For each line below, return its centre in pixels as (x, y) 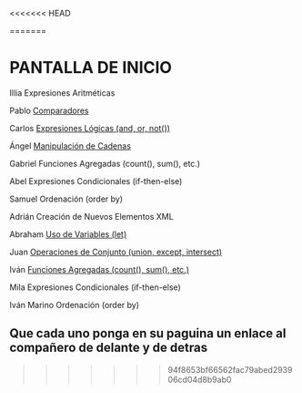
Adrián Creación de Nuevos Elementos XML (92, 216)
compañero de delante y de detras (108, 348)
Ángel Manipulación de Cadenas (70, 146)
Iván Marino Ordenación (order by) (74, 305)
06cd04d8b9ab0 (200, 379)
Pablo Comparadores (49, 110)
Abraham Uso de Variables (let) (68, 234)
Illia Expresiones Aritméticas (62, 93)
